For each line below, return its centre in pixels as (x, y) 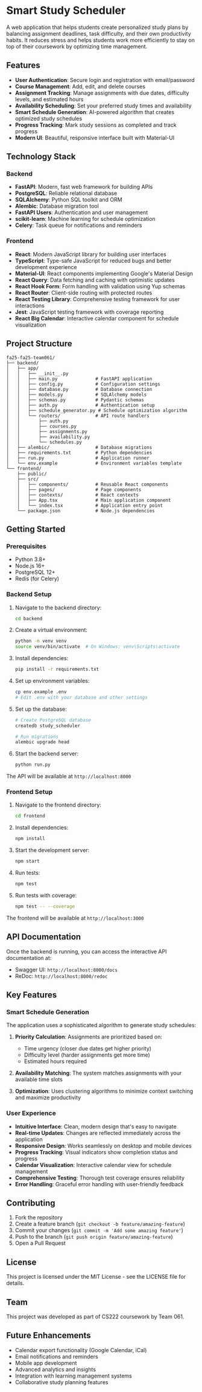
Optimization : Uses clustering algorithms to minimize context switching (104, 1091)
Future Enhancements (49, 1336)
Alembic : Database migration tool (57, 206)
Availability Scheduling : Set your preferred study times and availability (103, 106)
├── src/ (28, 479)
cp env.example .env (41, 692)
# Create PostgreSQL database (53, 720)
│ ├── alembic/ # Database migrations (79, 447)
